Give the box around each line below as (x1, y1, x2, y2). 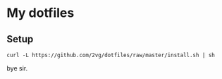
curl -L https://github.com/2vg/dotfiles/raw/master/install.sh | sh (6, 51, 216, 59)
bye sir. (6, 64, 28, 72)
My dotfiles (6, 5, 75, 21)
